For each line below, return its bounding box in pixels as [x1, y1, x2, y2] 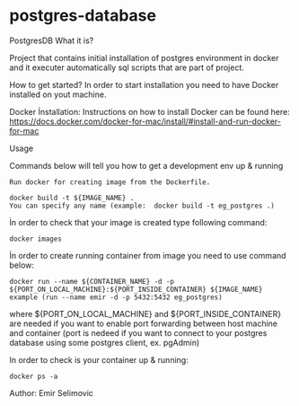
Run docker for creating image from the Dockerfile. [9, 177, 211, 187]
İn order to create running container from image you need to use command [9, 250, 286, 260]
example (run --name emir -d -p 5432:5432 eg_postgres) [9, 293, 223, 302]
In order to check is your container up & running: [9, 354, 189, 365]
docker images [9, 234, 63, 243]
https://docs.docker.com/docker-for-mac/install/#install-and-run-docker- [9, 116, 281, 127]
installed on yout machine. [9, 89, 107, 100]
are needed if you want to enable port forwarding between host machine [9, 318, 278, 329]
